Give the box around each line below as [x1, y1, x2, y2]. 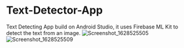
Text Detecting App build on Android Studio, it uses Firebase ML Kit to [6, 23, 179, 30]
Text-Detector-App [6, 4, 103, 17]
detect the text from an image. [6, 29, 81, 36]
